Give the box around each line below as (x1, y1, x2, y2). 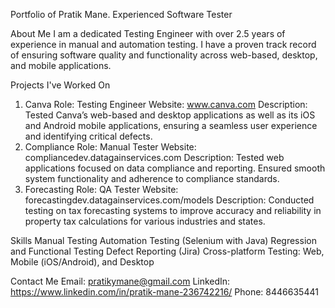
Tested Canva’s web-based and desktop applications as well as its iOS (24, 109, 316, 121)
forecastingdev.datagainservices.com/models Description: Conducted (24, 194, 315, 206)
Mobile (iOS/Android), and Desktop (10, 256, 155, 268)
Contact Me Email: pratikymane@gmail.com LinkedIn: (10, 275, 231, 287)
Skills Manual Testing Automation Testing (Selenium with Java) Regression (10, 235, 317, 246)
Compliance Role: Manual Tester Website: (24, 141, 197, 153)
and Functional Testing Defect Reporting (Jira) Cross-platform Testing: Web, (10, 245, 325, 257)
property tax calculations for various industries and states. (24, 215, 266, 227)
